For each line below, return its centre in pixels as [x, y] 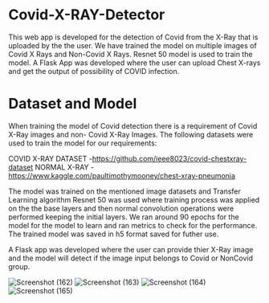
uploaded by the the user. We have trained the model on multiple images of [132, 45]
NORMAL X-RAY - [65, 167]
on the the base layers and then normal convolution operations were [121, 208]
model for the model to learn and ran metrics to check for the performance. [133, 225]
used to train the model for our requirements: [83, 143]
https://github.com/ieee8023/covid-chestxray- [169, 158]
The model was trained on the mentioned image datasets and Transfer [124, 191]
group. [19, 266]
